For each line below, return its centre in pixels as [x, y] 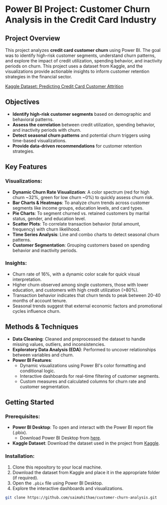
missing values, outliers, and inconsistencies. [59, 344]
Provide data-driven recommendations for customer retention [77, 146]
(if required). [25, 478]
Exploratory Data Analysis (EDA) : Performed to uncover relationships [84, 349]
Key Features [26, 167]
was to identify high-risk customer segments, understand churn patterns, [81, 55]
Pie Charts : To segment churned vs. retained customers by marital [81, 213]
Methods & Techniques [42, 327]
